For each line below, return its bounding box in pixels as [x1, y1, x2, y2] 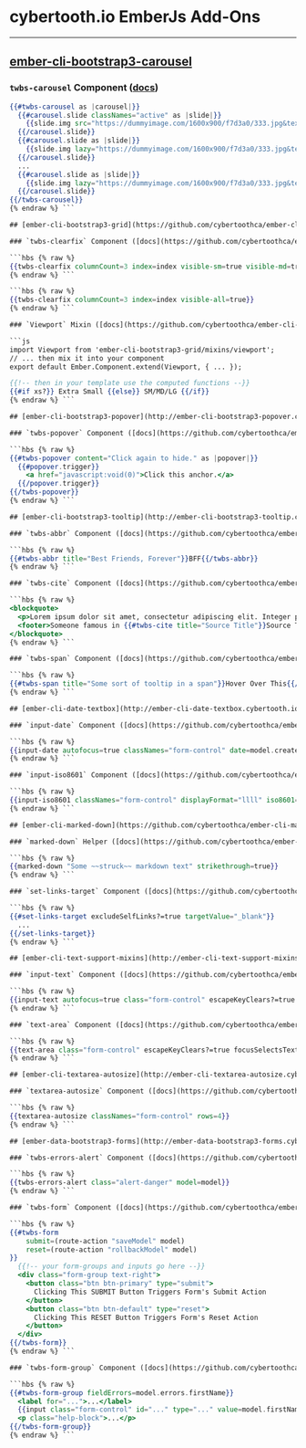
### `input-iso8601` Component [9, 771, 128, 780]
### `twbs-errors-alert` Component [9, 1153, 145, 1162]
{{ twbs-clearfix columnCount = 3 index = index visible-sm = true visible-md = [9, 262, 291, 271]
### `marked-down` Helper [9, 837, 107, 846]
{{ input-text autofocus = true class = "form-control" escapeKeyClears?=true [9, 995, 296, 1004]
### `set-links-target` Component [9, 887, 141, 897]
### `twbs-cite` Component [9, 579, 112, 588]
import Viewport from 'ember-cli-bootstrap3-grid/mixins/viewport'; [9, 345, 275, 354]
